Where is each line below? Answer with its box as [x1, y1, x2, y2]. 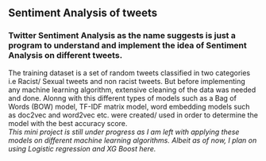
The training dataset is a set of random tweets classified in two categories [8, 67, 251, 78]
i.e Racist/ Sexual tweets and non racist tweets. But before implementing [8, 76, 246, 86]
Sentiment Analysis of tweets [8, 6, 158, 20]
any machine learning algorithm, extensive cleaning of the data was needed [8, 85, 256, 94]
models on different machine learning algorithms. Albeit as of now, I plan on [8, 135, 257, 145]
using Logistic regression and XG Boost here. [8, 144, 156, 153]
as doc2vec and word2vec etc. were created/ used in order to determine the [8, 110, 258, 120]
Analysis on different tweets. [8, 50, 123, 61]
